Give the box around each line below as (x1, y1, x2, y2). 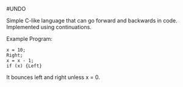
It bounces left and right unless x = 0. (6, 74, 101, 81)
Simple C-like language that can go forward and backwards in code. (6, 17, 178, 24)
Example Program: (6, 35, 53, 42)
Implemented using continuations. (6, 24, 91, 30)
